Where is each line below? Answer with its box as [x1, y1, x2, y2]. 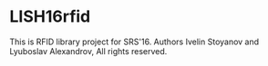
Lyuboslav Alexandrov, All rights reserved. [9, 45, 168, 56]
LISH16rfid [9, 6, 91, 27]
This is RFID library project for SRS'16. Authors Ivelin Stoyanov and [9, 36, 260, 47]
